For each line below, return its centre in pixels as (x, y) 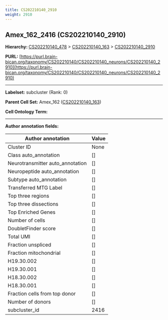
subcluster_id (23, 310)
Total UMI (19, 237)
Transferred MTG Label (35, 188)
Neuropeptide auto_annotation (43, 172)
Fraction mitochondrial (34, 253)
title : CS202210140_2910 (31, 10)
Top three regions (28, 196)
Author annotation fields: (32, 126)
